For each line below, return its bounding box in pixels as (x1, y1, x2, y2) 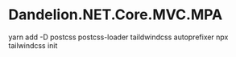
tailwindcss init (8, 40, 58, 50)
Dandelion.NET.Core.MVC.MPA (8, 6, 223, 24)
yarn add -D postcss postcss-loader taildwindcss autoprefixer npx (8, 32, 229, 42)
